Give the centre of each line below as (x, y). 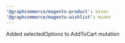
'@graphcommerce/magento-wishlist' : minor (59, 17)
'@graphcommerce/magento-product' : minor (58, 11)
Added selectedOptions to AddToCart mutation (63, 34)
